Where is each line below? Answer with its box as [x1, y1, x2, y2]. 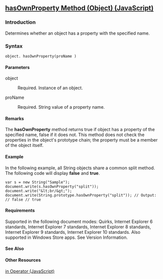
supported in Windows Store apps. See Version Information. [5, 234, 128, 240]
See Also [5, 246, 24, 252]
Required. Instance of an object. [17, 85, 83, 91]
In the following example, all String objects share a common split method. [5, 165, 155, 171]
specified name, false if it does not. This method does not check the [5, 132, 145, 138]
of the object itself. [5, 142, 44, 148]
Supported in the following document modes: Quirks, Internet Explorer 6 [5, 218, 153, 224]
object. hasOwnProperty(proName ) [5, 54, 77, 59]
